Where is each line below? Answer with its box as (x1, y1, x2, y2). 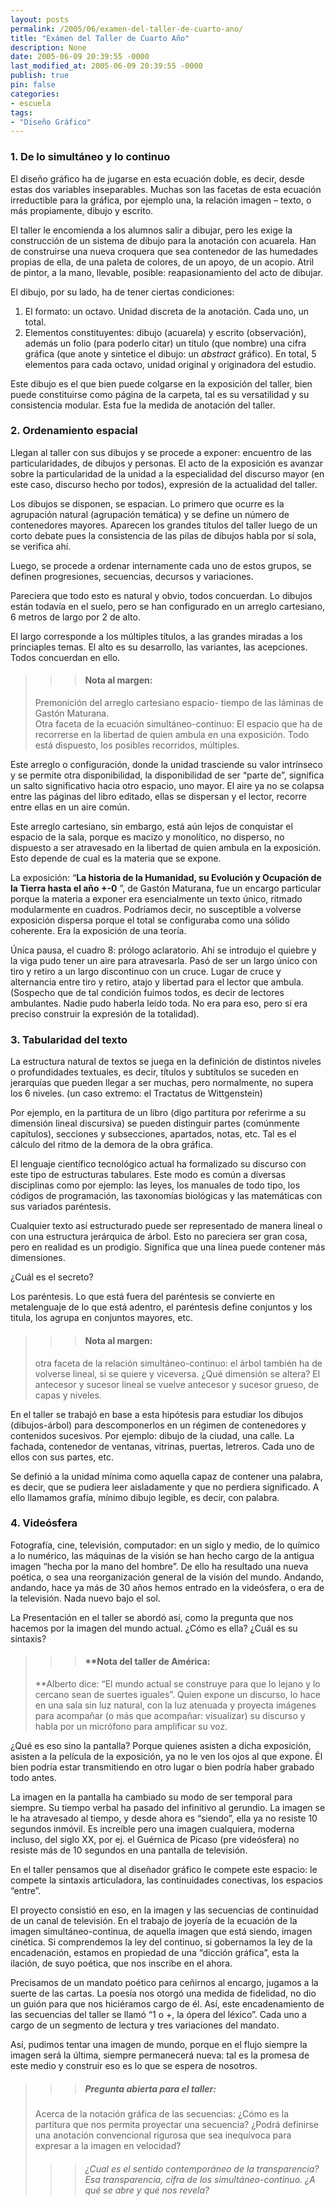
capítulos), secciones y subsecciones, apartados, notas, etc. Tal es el (10, 1128, 297, 1140)
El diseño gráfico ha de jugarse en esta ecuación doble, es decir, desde (10, 172, 305, 185)
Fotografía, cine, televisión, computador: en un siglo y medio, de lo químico (10, 1539, 320, 1551)
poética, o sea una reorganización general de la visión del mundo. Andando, (10, 1571, 325, 1583)
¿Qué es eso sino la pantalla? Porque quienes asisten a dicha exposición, (10, 1740, 312, 1752)
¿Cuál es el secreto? (10, 1271, 94, 1283)
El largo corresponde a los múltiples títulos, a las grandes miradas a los (10, 630, 303, 642)
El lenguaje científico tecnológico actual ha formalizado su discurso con (10, 1158, 307, 1170)
